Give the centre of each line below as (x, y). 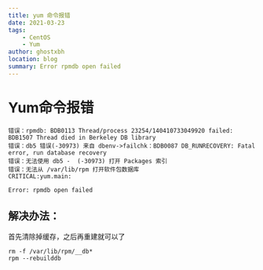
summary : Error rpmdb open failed (65, 67)
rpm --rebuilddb (35, 258)
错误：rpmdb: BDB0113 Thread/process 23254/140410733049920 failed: (121, 130)
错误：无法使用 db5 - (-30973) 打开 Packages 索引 (88, 161)
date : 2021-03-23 (37, 23)
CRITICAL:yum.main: (40, 176)
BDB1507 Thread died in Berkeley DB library (82, 137)
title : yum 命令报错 (39, 15)
